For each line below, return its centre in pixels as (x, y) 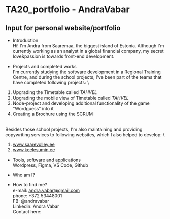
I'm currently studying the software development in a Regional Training (87, 72)
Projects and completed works (45, 66)
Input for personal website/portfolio (63, 28)
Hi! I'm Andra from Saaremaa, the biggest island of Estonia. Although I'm (88, 46)
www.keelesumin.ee (34, 150)
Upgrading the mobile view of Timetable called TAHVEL (71, 98)
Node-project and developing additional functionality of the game (81, 103)
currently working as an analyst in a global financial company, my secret (88, 51)
